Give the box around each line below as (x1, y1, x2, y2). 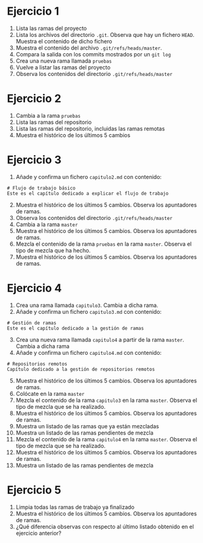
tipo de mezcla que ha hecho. (15, 246, 91, 254)
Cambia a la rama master (15, 221, 78, 228)
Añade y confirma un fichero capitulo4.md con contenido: (15, 349, 162, 356)
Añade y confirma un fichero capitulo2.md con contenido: (15, 173, 162, 180)
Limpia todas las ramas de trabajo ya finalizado (15, 503, 135, 511)
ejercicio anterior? (15, 529, 62, 537)
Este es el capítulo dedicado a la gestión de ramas (7, 325, 144, 332)
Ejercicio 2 (7, 92, 62, 105)
